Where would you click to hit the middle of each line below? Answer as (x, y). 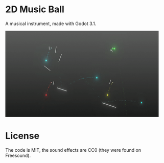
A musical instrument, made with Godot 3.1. (51, 24)
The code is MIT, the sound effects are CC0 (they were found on (73, 150)
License (22, 136)
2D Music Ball (35, 9)
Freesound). (18, 155)
